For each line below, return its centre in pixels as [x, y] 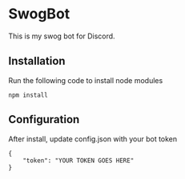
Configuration [44, 119]
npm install [28, 95]
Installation [37, 61]
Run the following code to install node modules [86, 80]
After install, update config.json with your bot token [93, 139]
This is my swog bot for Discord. [62, 36]
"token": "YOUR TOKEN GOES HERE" [78, 161]
